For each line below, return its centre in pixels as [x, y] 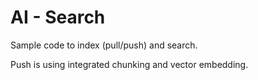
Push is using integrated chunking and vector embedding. [129, 64]
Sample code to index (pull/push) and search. [104, 45]
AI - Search [58, 17]
